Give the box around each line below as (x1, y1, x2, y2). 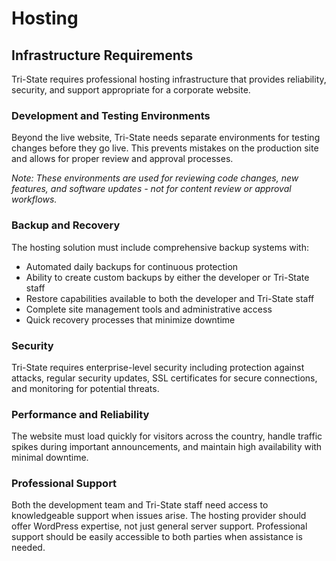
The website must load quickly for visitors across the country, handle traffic (11, 430, 323, 442)
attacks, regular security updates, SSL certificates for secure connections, (11, 372, 318, 384)
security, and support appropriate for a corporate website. (11, 84, 251, 96)
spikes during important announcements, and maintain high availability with (11, 441, 323, 453)
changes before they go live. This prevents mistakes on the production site (11, 142, 319, 154)
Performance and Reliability (11, 407, 150, 421)
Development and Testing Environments (11, 108, 211, 122)
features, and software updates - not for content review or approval (11, 183, 292, 195)
